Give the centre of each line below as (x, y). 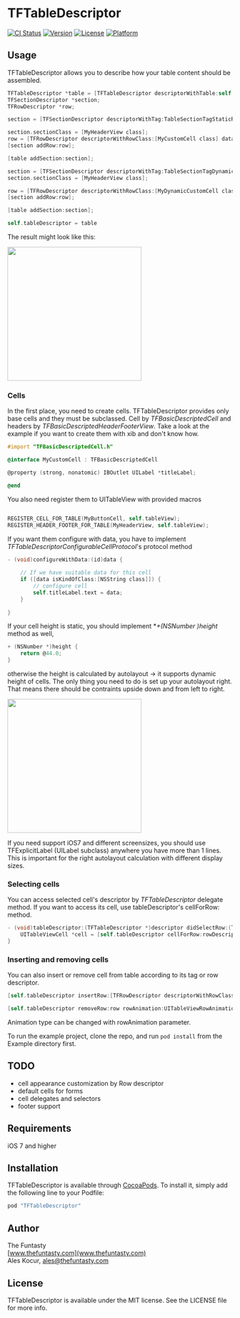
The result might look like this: (52, 237)
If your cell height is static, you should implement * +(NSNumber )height (112, 626)
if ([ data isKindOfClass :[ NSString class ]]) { (91, 580)
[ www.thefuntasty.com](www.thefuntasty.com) (77, 1253)
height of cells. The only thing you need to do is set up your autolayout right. (120, 681)
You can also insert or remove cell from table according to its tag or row (113, 975)
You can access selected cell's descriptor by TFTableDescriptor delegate (115, 900)
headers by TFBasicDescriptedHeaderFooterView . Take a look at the (108, 426)
